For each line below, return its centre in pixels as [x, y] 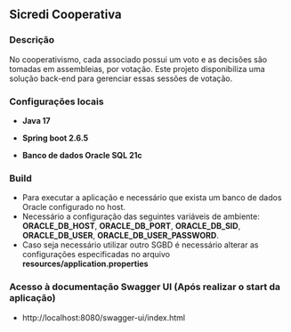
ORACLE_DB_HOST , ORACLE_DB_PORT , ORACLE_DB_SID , [131, 226]
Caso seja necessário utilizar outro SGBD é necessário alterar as [140, 245]
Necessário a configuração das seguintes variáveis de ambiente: [141, 216]
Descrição [32, 40]
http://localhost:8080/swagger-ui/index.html [103, 317]
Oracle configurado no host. [74, 207]
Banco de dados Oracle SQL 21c [82, 155]
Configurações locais [57, 101]
